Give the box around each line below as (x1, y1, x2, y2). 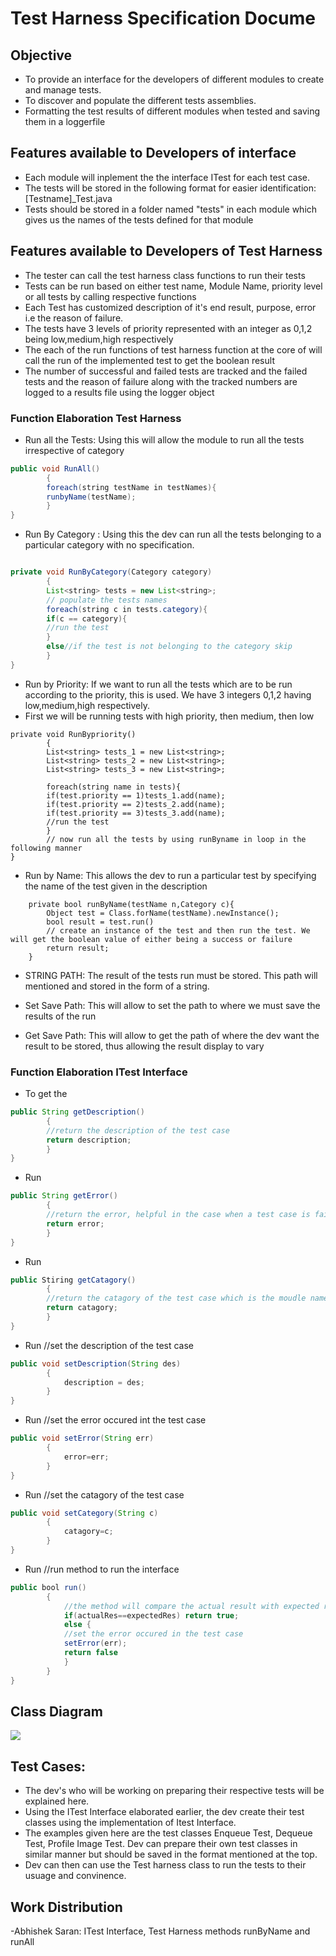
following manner (10, 843, 83, 853)
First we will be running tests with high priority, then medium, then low (24, 710, 315, 722)
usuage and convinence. (24, 1870, 127, 1882)
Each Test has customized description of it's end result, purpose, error (24, 301, 317, 313)
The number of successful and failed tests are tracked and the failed (24, 365, 308, 377)
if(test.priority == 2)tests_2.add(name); (46, 799, 226, 809)
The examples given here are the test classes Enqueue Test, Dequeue (24, 1827, 313, 1839)
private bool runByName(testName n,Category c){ (28, 899, 235, 909)
